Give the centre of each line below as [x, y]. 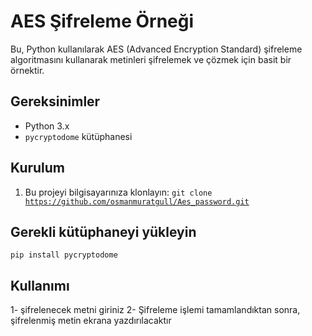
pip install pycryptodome [64, 255]
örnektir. [27, 70]
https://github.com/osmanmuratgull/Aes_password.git [137, 201]
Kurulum [38, 168]
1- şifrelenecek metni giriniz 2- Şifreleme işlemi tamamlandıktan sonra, [155, 310]
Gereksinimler [55, 101]
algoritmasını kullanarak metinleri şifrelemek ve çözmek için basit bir [151, 59]
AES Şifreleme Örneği [102, 21]
